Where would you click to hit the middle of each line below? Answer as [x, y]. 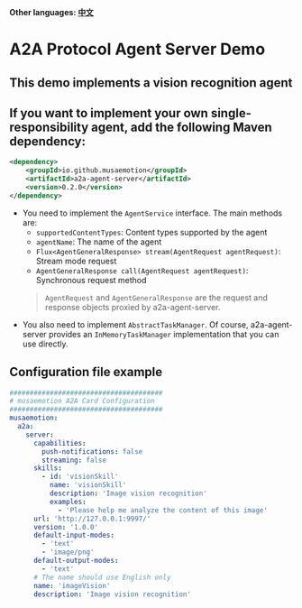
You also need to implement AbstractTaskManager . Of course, [136, 324]
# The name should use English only [102, 577]
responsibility [49, 127]
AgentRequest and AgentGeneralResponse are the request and [156, 297]
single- [231, 113]
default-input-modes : [74, 535]
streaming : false [74, 460]
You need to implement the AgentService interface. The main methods [152, 213]
